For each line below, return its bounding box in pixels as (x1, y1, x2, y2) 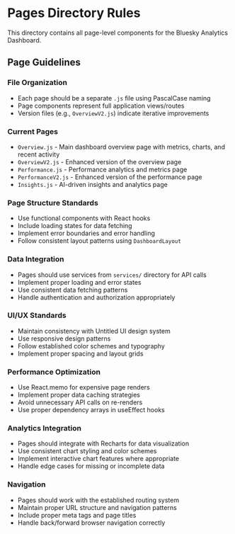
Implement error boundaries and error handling (17, 229, 156, 238)
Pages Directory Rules (7, 5, 141, 21)
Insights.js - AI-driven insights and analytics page (17, 180, 168, 188)
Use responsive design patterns (17, 334, 111, 343)
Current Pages (7, 126, 59, 136)
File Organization (7, 78, 67, 88)
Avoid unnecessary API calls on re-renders (17, 398, 143, 407)
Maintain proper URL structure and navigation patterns (17, 503, 177, 511)
